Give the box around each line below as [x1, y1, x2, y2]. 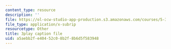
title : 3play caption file [5, 31, 63, 36]
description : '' [5, 12, 40, 17]
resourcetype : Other [5, 27, 49, 32]
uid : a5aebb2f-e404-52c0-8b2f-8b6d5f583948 [5, 36, 99, 41]
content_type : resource [5, 7, 56, 13]
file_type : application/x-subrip [5, 21, 76, 27]
